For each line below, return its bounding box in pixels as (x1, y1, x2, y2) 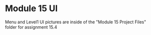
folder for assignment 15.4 (5, 24, 57, 30)
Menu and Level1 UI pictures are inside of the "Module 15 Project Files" (5, 19, 146, 25)
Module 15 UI (5, 3, 58, 14)
